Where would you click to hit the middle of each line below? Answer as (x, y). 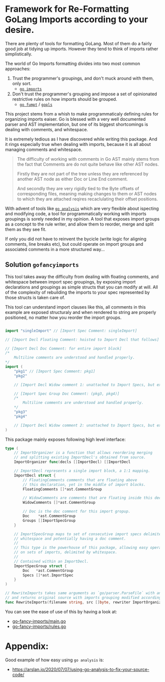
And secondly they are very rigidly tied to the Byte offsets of (78, 188)
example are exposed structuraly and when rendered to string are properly (81, 312)
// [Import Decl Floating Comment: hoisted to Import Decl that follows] (82, 340)
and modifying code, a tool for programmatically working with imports (76, 213)
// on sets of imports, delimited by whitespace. (66, 552)
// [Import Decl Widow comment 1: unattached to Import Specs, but (84, 385)
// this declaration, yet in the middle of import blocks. (84, 484)
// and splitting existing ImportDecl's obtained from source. (80, 457)
